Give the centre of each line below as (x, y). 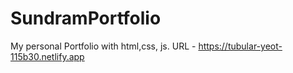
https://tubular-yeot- (240, 46)
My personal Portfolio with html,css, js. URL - (103, 46)
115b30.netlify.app (47, 56)
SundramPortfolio (86, 18)
